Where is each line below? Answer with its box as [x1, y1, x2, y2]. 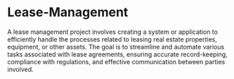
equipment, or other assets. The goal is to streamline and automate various [7, 42, 225, 51]
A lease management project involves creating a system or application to [7, 28, 218, 36]
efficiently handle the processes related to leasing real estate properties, [7, 35, 218, 43]
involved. [7, 65, 34, 73]
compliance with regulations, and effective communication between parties [7, 57, 226, 66]
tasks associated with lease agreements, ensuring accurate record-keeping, [7, 50, 228, 59]
